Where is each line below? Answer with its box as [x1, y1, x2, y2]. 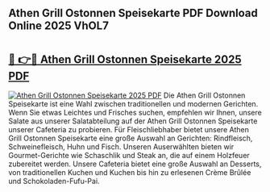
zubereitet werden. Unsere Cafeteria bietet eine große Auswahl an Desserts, [8, 159, 262, 169]
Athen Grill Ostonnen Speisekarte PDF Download [8, 6, 258, 20]
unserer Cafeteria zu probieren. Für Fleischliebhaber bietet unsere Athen [8, 125, 250, 134]
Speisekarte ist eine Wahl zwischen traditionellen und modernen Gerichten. [8, 99, 259, 108]
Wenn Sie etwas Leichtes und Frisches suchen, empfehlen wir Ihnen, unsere [8, 108, 262, 117]
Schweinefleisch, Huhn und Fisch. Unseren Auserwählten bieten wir [8, 142, 235, 152]
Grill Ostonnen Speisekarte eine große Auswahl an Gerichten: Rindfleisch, [8, 133, 253, 143]
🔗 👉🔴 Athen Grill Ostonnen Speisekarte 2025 [8, 52, 242, 66]
